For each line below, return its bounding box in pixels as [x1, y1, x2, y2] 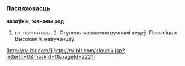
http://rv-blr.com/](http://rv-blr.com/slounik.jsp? [8, 47, 125, 54]
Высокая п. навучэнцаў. [14, 36, 76, 43]
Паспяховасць [6, 4, 50, 12]
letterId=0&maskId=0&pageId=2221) [6, 54, 95, 61]
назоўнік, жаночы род [6, 18, 65, 25]
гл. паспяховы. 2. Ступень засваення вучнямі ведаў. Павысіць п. [14, 29, 180, 36]
